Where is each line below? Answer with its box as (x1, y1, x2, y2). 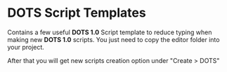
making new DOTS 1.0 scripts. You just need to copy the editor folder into (7, 35, 220, 43)
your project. (7, 43, 44, 51)
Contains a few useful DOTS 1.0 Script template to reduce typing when (7, 28, 212, 36)
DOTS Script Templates (7, 5, 146, 21)
